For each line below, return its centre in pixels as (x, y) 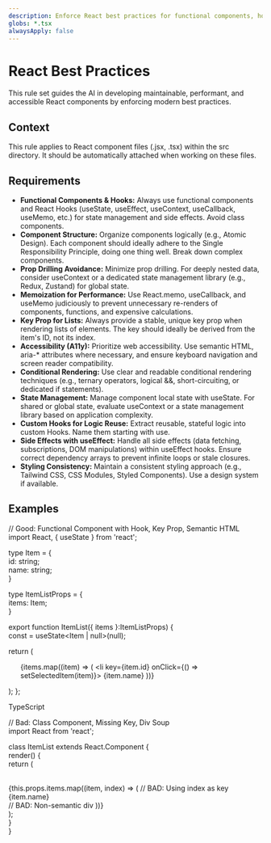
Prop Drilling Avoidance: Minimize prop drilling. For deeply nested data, (140, 268)
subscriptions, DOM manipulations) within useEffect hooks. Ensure (131, 449)
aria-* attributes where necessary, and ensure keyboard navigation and (139, 354)
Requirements (44, 181)
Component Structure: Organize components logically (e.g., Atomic (133, 234)
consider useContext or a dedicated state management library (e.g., (133, 277)
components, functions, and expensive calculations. (106, 311)
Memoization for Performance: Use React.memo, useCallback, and (133, 294)
